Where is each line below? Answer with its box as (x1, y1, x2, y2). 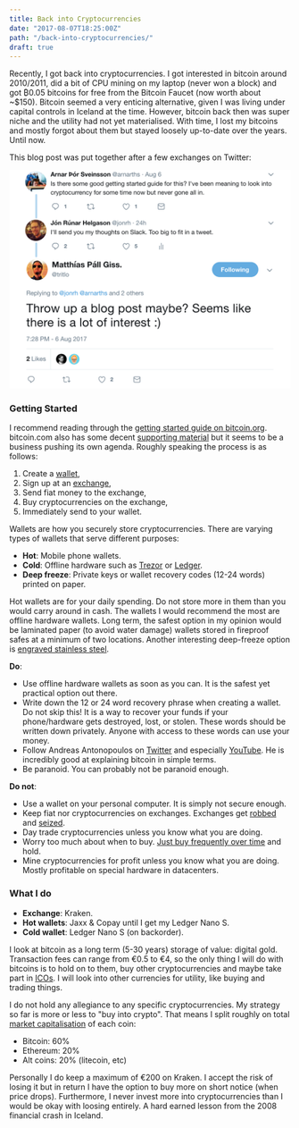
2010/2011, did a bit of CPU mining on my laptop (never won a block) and (9, 78, 277, 88)
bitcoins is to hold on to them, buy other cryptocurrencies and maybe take (9, 963, 282, 973)
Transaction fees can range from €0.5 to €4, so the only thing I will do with (9, 953, 284, 964)
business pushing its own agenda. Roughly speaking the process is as (9, 442, 268, 452)
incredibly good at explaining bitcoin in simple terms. (21, 754, 217, 765)
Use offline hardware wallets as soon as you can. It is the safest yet (21, 678, 270, 689)
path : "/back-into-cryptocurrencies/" (9, 33, 154, 42)
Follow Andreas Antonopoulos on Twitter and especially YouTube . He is (21, 745, 285, 755)
